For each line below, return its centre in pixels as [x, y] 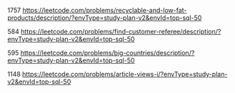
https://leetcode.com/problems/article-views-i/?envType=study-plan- [125, 74]
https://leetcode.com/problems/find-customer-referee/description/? [121, 32]
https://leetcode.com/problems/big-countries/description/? [107, 53]
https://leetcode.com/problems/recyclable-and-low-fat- [105, 10]
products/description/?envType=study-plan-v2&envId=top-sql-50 [105, 18]
